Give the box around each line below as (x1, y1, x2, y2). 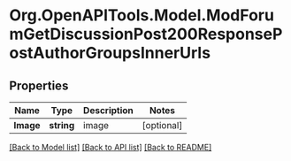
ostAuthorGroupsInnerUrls (9, 43, 211, 63)
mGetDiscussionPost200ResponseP (9, 24, 283, 44)
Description (82, 104, 134, 116)
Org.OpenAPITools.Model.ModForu (9, 5, 274, 26)
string (49, 119, 75, 131)
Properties (9, 78, 69, 93)
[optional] (142, 119, 183, 131)
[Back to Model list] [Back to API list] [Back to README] (9, 142, 212, 152)
